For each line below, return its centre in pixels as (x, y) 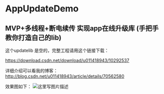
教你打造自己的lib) (33, 38)
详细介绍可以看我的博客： (31, 71)
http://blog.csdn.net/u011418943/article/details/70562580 (65, 76)
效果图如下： (18, 87)
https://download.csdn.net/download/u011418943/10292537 (67, 60)
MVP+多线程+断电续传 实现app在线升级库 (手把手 (82, 28)
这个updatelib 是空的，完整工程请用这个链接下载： (57, 50)
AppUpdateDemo (42, 9)
